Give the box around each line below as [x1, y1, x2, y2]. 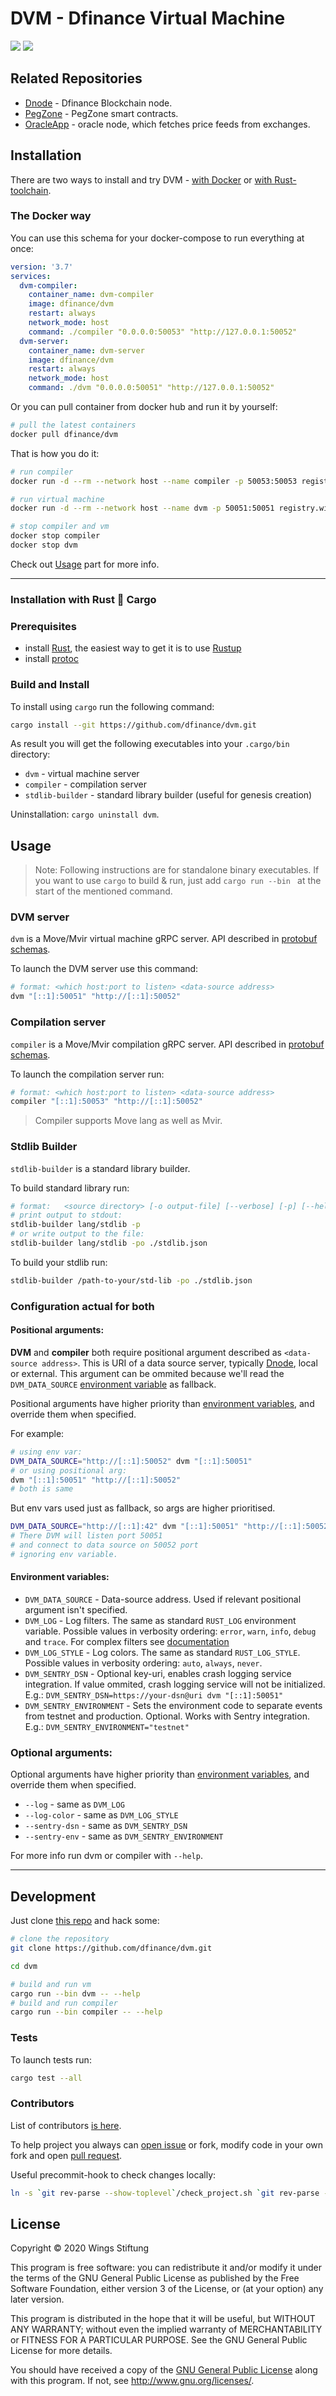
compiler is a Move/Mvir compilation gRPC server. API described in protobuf [10, 1038, 325, 1050]
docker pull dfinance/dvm [10, 429, 118, 439]
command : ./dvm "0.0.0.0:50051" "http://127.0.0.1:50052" [28, 383, 275, 393]
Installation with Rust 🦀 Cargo [10, 592, 157, 606]
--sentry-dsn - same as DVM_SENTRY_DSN [24, 1820, 188, 1832]
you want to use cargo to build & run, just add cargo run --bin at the [34, 875, 322, 887]
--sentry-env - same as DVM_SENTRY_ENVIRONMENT [24, 1830, 224, 1842]
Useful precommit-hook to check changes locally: [10, 2168, 217, 2181]
